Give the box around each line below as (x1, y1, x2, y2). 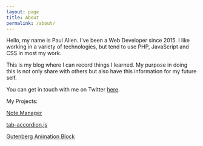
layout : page (6, 8, 39, 15)
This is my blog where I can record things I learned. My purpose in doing (6, 61, 188, 68)
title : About (6, 15, 39, 21)
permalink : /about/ (6, 20, 56, 26)
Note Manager (6, 110, 42, 117)
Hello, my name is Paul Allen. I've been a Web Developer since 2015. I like (6, 37, 190, 44)
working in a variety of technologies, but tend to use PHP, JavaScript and (6, 43, 189, 50)
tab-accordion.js (6, 121, 48, 128)
